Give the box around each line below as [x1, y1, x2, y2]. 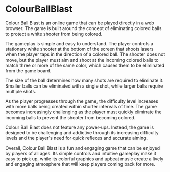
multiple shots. [5, 88, 37, 94]
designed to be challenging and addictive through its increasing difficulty [5, 129, 159, 135]
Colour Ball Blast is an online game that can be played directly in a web [5, 20, 154, 26]
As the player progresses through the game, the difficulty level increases [5, 98, 158, 104]
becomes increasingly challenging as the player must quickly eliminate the [5, 109, 162, 115]
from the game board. [5, 67, 52, 74]
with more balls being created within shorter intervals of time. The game [5, 103, 157, 109]
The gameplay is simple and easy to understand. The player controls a [5, 40, 153, 46]
